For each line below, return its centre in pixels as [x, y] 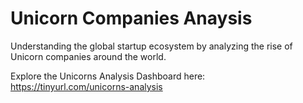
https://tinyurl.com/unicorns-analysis [86, 86]
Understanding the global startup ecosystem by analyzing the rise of [151, 46]
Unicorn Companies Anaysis [131, 18]
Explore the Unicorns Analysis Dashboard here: [108, 76]
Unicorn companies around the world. [88, 56]
